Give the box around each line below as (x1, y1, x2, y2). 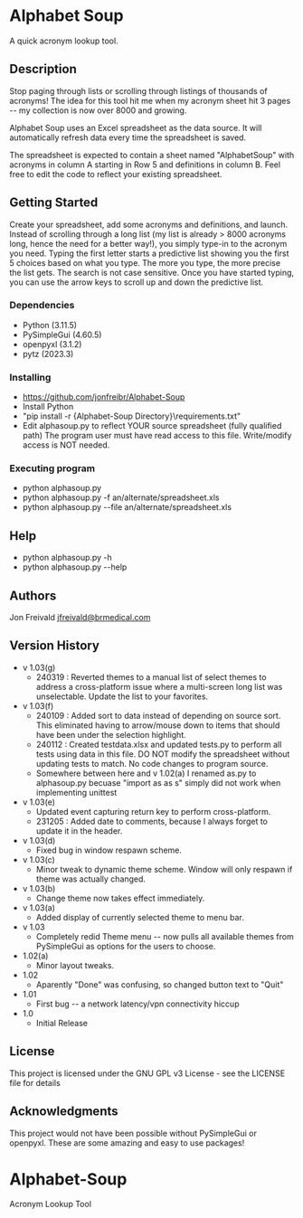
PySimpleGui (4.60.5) (22, 329, 102, 340)
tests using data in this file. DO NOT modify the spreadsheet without (35, 748, 290, 760)
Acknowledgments (9, 1104, 119, 1119)
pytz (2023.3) (22, 348, 74, 359)
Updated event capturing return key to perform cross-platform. (35, 806, 271, 817)
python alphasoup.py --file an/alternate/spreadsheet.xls (22, 502, 232, 513)
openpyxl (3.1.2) (22, 338, 82, 349)
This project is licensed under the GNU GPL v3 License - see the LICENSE (9, 1068, 286, 1079)
